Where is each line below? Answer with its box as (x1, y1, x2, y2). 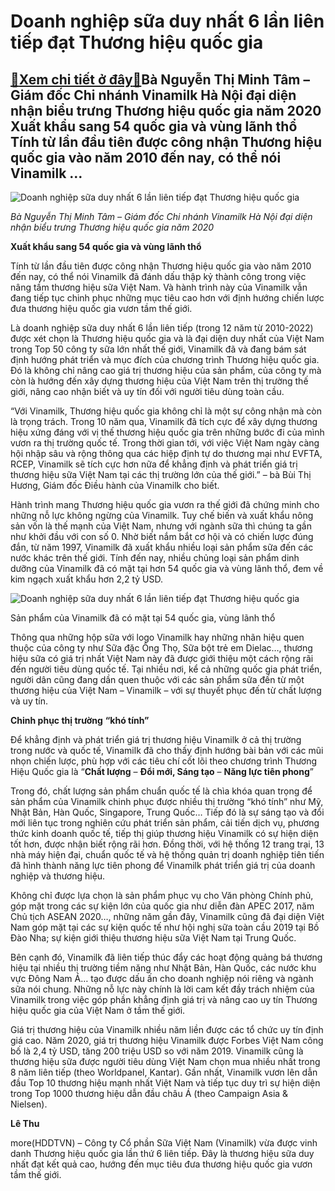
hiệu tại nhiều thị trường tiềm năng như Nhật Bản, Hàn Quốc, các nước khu (10, 962, 317, 974)
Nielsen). (10, 1098, 48, 1110)
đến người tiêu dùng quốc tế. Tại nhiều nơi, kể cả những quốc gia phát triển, (10, 663, 323, 675)
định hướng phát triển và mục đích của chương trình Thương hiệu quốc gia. (10, 354, 320, 365)
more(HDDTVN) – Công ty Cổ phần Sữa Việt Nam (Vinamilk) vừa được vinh (10, 1137, 318, 1149)
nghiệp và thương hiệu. (10, 870, 106, 882)
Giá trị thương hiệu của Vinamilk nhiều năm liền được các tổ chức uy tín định (10, 1024, 324, 1035)
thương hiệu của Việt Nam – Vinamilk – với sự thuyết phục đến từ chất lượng (10, 685, 322, 696)
